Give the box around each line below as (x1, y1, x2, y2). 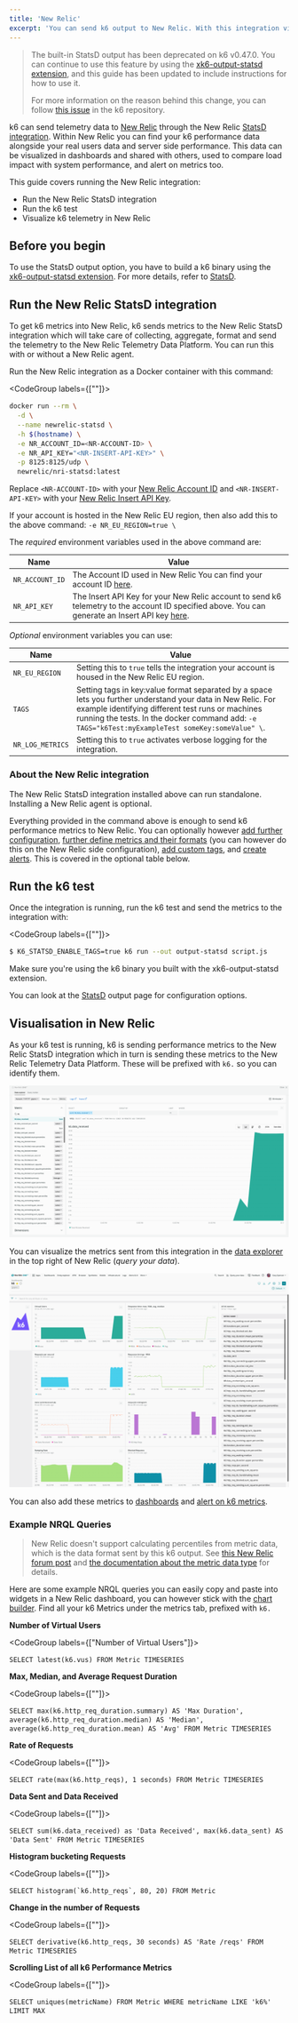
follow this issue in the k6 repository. (30, 104, 166, 115)
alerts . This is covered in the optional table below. (9, 853, 191, 864)
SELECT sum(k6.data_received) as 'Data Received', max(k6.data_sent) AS (9, 1827, 284, 1835)
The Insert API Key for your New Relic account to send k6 (72, 591, 282, 602)
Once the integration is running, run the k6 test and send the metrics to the (9, 902, 283, 913)
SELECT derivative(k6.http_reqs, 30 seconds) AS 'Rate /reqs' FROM (9, 1938, 264, 1947)
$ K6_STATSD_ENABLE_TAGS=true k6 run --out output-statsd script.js (9, 948, 268, 956)
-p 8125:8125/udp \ (17, 458, 90, 467)
